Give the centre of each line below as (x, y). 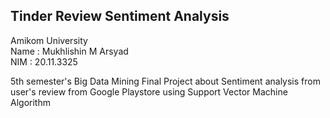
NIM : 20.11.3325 (44, 61)
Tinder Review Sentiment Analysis (120, 16)
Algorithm (30, 102)
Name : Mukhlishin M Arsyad (69, 51)
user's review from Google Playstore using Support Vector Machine (149, 91)
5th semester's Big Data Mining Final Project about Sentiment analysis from (165, 81)
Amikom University (49, 40)
